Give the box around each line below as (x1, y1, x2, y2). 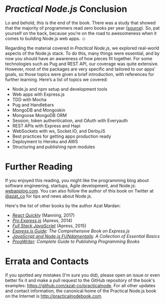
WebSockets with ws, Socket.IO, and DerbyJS (12, 128, 105, 134)
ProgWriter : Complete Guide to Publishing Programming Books (12, 238, 140, 244)
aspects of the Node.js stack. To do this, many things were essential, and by (5, 50, 160, 56)
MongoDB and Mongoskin (12, 107, 66, 113)
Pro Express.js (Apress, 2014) (12, 217, 72, 223)
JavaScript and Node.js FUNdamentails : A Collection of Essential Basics (12, 233, 160, 239)
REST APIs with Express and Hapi (12, 122, 80, 129)
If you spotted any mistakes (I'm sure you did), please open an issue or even (5, 272, 160, 278)
